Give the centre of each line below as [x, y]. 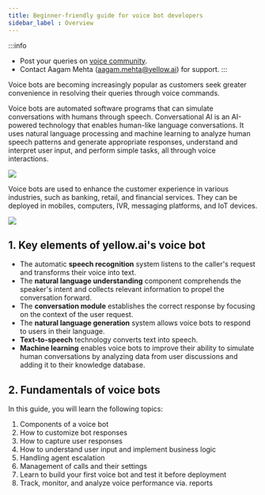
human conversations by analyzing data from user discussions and [129, 357]
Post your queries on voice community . [83, 61]
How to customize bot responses [74, 433]
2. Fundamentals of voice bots [84, 389]
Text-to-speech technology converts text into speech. [109, 340]
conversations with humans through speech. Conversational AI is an [119, 116]
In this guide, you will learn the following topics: [86, 409]
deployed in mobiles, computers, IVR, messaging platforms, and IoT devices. [133, 206]
